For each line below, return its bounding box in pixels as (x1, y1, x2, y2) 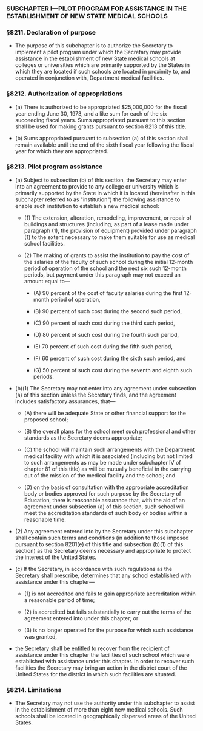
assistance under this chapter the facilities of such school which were (15, 651, 190, 658)
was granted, (24, 632, 58, 640)
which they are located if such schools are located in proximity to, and (15, 68, 191, 75)
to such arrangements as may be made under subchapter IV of (24, 459, 181, 466)
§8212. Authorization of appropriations (6, 89, 123, 98)
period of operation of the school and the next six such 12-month (24, 265, 187, 272)
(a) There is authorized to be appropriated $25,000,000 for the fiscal (15, 103, 187, 111)
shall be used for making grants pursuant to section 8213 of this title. (15, 123, 187, 130)
